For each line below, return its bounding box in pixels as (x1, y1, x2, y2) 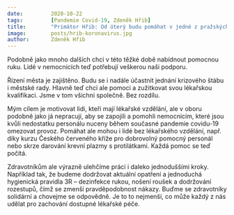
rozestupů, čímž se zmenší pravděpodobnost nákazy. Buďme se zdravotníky (7, 185, 227, 193)
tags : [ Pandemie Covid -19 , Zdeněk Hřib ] (7, 17, 151, 24)
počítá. (7, 149, 27, 158)
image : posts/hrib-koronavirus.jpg (7, 29, 132, 37)
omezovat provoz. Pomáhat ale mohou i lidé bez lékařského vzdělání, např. (7, 127, 221, 135)
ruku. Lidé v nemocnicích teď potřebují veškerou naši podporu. (7, 63, 188, 71)
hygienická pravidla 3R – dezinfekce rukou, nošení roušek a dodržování (7, 177, 212, 186)
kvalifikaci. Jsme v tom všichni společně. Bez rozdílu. (7, 91, 160, 100)
